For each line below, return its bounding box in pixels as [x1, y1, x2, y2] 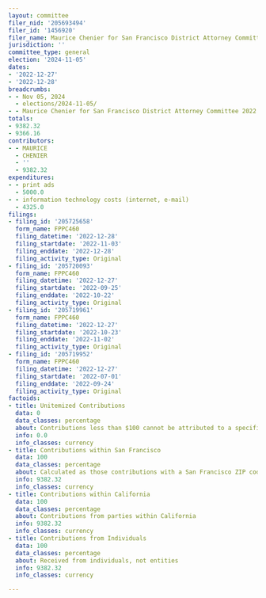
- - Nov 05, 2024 [8, 93, 66, 101]
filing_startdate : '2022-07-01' [15, 372, 123, 380]
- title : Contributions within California [8, 490, 150, 498]
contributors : [8, 136, 55, 145]
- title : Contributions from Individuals [8, 535, 147, 543]
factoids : [8, 394, 41, 402]
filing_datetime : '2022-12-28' [15, 233, 119, 241]
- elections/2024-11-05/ [15, 100, 97, 108]
